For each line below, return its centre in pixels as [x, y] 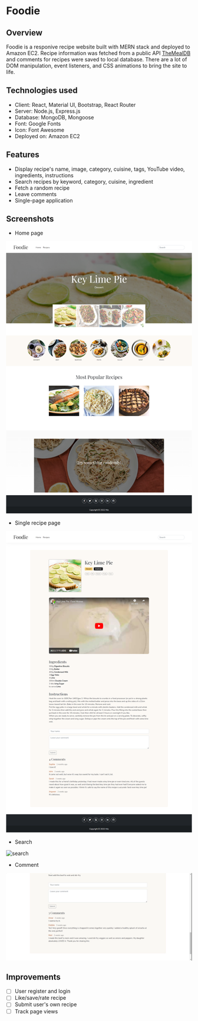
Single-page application [44, 200]
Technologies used [42, 91]
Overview [24, 33]
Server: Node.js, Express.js [47, 111]
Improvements [33, 977]
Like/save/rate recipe [40, 998]
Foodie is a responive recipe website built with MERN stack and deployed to [98, 47]
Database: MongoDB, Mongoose [54, 117]
